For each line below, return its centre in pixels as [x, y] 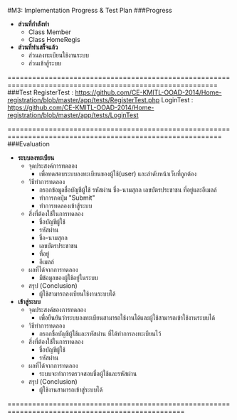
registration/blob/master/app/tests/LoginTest [73, 115]
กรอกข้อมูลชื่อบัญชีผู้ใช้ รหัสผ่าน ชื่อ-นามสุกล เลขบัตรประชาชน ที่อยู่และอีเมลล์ [128, 190]
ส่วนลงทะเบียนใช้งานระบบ [58, 55]
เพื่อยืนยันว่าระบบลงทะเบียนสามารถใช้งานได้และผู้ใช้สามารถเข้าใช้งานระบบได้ [127, 318]
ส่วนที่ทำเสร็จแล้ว [38, 47]
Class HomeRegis [54, 39]
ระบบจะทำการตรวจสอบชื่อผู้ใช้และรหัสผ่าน [88, 373]
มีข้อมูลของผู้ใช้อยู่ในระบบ [68, 278]
